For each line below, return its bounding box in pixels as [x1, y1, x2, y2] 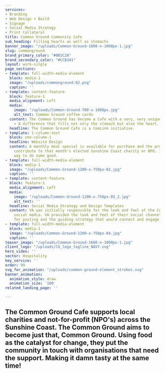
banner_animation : [5, 272, 43, 277]
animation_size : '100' [9, 281, 56, 286]
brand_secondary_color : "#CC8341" [5, 57, 76, 62]
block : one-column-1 [9, 135, 52, 140]
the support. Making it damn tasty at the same [5, 354, 149, 362]
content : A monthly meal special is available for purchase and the [9, 144, 153, 149]
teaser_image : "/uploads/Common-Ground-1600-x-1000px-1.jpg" [5, 240, 133, 245]
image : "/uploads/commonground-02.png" [9, 80, 91, 85]
